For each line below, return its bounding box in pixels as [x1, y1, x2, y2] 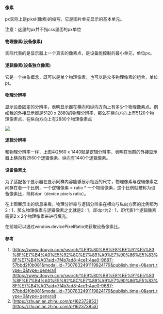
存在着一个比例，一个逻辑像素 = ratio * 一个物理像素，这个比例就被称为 [9, 185, 151, 191]
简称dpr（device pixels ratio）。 [26, 191, 89, 197]
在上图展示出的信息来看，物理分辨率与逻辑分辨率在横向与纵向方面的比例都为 [5, 201, 158, 207]
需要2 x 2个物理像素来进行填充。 [5, 213, 70, 219]
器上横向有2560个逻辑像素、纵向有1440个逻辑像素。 [5, 155, 111, 161]
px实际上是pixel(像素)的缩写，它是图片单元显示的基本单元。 [5, 16, 125, 22]
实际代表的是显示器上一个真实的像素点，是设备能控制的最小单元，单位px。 [5, 50, 154, 56]
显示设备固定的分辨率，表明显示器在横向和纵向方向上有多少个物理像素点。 [5, 104, 154, 109]
